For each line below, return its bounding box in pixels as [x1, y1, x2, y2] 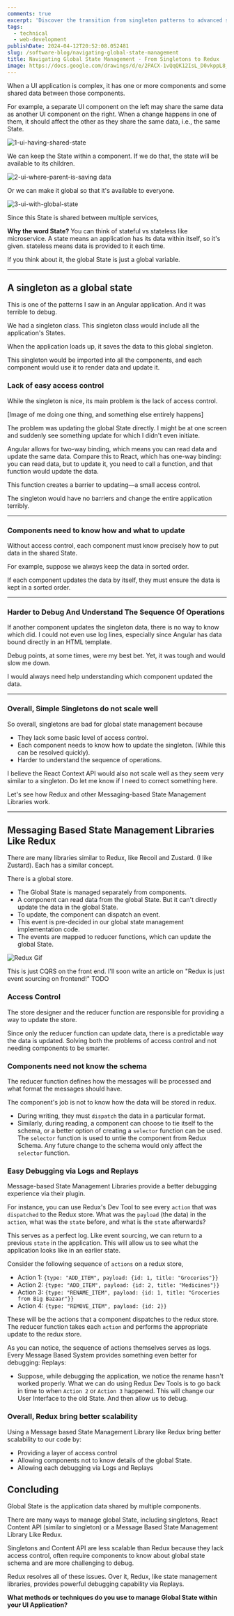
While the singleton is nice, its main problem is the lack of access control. [7, 396, 218, 405]
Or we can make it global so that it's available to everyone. [7, 186, 175, 194]
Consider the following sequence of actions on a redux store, [7, 1260, 184, 1268]
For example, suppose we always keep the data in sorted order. [7, 562, 189, 571]
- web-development [13, 36, 68, 43]
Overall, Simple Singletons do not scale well [7, 704, 158, 713]
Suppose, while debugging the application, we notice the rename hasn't [17, 1372, 224, 1381]
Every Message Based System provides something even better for [7, 1351, 197, 1360]
